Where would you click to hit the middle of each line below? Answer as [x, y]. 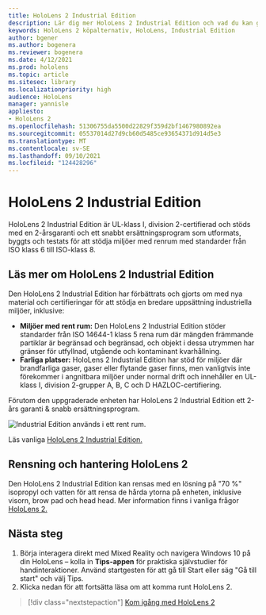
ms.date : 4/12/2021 [40, 60]
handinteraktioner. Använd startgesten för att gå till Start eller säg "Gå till [138, 570]
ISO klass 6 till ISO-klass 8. [52, 250]
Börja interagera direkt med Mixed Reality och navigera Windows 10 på [135, 553]
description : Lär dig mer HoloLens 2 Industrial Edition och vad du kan [131, 23]
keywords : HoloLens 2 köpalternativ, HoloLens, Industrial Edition [122, 30]
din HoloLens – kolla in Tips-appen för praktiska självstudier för [123, 561]
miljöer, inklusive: [36, 310]
